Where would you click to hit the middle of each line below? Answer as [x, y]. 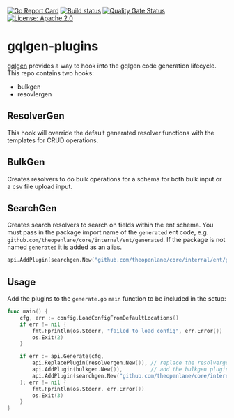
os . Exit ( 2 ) [48, 337]
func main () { [28, 312]
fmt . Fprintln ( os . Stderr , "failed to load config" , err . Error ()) [127, 331]
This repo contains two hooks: [50, 73]
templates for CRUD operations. [53, 140]
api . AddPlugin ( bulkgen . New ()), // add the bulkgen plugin [131, 370]
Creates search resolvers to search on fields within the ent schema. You [110, 225]
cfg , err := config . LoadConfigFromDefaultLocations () [99, 318]
